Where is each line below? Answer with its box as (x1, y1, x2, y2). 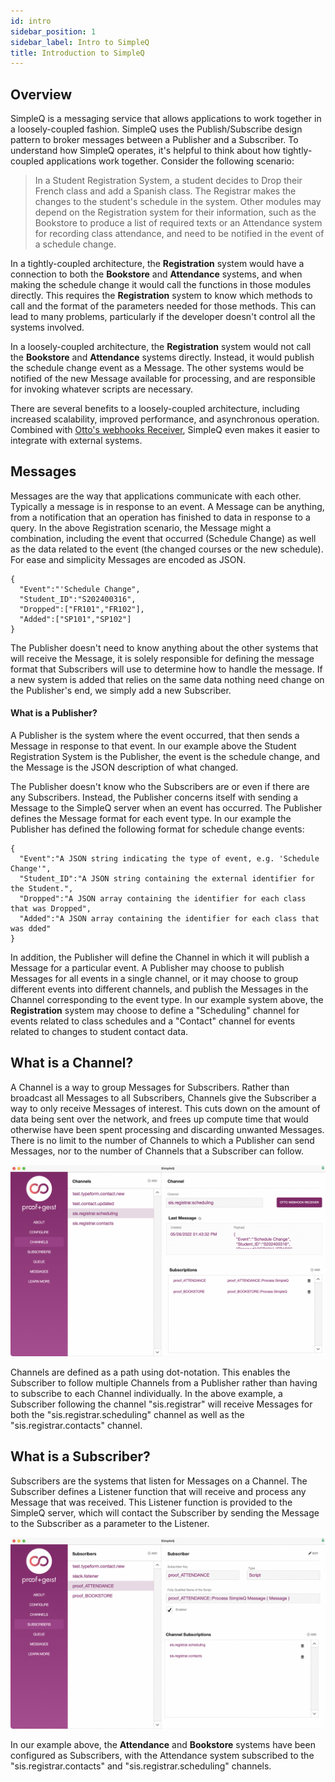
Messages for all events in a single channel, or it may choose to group (10, 973, 299, 985)
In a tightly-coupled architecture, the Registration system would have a (10, 258, 305, 270)
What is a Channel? (10, 1055, 134, 1072)
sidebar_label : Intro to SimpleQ (10, 37, 150, 47)
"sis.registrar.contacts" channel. (10, 1420, 143, 1432)
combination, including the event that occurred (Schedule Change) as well (10, 532, 317, 544)
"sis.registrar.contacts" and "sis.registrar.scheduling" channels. (10, 1760, 272, 1772)
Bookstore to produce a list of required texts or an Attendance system (34, 217, 323, 229)
